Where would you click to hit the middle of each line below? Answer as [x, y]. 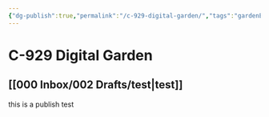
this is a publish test [41, 104]
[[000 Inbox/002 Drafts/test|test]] [96, 85]
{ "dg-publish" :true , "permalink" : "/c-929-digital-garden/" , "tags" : [121, 16]
